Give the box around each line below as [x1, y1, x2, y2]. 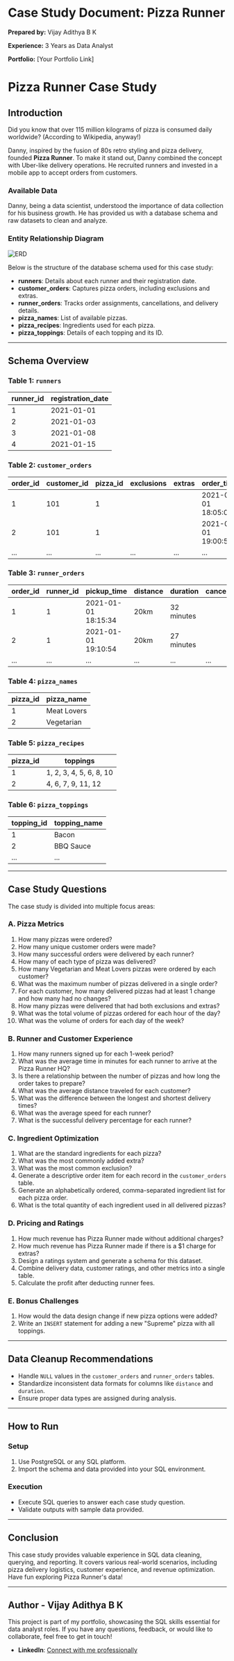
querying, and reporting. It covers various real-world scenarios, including [8, 1557, 217, 1566]
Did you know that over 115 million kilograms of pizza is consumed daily [8, 125, 212, 134]
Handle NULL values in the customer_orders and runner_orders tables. [17, 1372, 215, 1380]
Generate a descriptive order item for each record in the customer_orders [17, 1171, 226, 1180]
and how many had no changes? [17, 994, 112, 1003]
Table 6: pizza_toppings [8, 800, 89, 810]
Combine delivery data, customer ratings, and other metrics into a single [17, 1264, 225, 1272]
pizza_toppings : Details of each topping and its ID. [17, 328, 164, 337]
